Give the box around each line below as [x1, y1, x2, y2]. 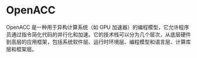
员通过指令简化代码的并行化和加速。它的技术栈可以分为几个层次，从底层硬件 [6, 30, 191, 38]
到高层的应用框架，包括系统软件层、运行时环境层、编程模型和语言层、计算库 [6, 38, 191, 45]
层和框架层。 [6, 45, 37, 53]
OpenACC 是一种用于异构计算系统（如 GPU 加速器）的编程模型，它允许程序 [6, 23, 189, 30]
